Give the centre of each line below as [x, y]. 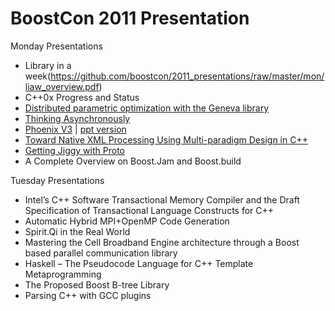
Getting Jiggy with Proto [74, 150]
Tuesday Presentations [57, 180]
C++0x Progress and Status [82, 97]
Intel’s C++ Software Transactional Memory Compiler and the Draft [162, 199]
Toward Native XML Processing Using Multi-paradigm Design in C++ [166, 139]
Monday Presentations [56, 46]
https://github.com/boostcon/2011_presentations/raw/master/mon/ [187, 76]
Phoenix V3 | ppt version [75, 129]
